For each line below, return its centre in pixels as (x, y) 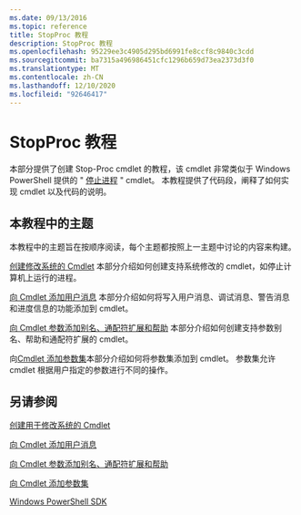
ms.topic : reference (49, 26)
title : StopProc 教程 (49, 35)
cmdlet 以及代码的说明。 (65, 191)
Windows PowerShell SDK (58, 501)
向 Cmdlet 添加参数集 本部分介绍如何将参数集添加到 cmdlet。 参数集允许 (142, 359)
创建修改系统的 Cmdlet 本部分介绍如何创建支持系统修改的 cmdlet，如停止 (146, 266)
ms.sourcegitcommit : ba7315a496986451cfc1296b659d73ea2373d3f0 (132, 60)
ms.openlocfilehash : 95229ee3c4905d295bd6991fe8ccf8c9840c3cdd (132, 52)
